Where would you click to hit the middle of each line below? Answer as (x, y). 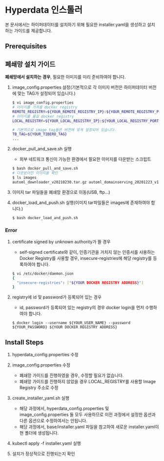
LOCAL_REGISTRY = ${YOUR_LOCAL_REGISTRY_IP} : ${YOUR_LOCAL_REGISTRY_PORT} (86, 121)
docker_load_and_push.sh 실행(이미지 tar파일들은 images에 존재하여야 (81, 202)
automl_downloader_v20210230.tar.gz (49, 182)
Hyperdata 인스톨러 (44, 10)
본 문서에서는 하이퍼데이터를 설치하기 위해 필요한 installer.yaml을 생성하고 (76, 24)
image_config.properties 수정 (41, 365)
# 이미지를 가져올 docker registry (45, 107)
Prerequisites (26, 46)
